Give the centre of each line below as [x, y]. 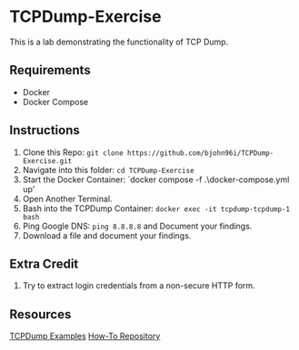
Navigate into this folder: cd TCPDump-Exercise [108, 170]
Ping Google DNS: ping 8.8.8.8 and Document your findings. [137, 226]
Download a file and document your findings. [107, 235]
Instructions [45, 130]
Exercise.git [47, 160]
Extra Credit [44, 263]
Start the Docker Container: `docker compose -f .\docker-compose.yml [156, 180]
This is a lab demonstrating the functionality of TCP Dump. [119, 42]
